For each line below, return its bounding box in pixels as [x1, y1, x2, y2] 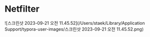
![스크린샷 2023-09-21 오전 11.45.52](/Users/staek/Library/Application [4, 20, 145, 26]
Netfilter [4, 3, 40, 15]
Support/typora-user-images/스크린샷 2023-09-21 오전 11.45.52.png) [4, 26, 144, 32]
